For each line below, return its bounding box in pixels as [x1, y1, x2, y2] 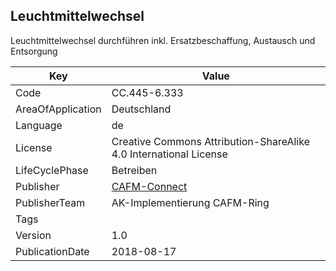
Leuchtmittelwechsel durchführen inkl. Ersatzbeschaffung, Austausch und [10, 34, 316, 46]
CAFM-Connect [111, 179, 188, 193]
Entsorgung [10, 45, 58, 57]
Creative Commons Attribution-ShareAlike [111, 134, 310, 148]
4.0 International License [111, 147, 228, 161]
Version [15, 228, 52, 242]
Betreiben [111, 163, 158, 177]
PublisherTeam [15, 195, 86, 209]
